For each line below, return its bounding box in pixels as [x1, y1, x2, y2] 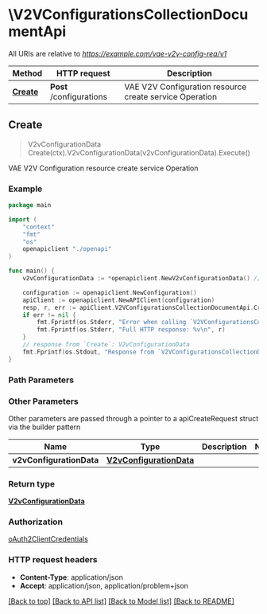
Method [12, 68, 43, 79]
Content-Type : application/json [19, 572, 123, 582]
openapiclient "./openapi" [22, 245, 112, 253]
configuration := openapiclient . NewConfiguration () [22, 288, 197, 296]
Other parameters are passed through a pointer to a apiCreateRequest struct [8, 413, 259, 423]
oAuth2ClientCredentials [8, 534, 89, 544]
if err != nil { [22, 311, 77, 319]
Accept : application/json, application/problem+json [19, 581, 189, 590]
